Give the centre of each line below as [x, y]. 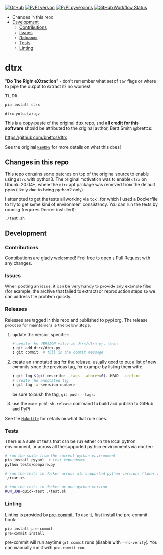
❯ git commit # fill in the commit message [58, 353]
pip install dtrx [23, 105]
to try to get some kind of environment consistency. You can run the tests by [81, 204]
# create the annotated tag [40, 381]
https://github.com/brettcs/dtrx [36, 137]
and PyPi [21, 409]
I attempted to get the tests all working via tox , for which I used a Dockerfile [81, 199]
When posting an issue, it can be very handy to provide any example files [78, 286]
